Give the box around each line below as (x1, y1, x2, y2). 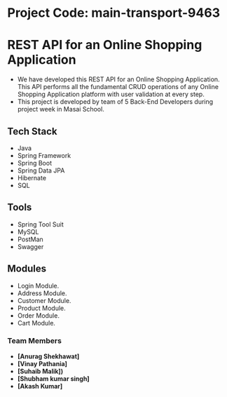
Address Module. (17, 289, 67, 297)
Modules (7, 263, 47, 275)
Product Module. (17, 304, 67, 312)
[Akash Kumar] (17, 382, 63, 390)
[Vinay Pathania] (17, 359, 68, 368)
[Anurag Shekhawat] (17, 352, 80, 361)
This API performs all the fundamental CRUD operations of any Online (17, 83, 219, 91)
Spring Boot (17, 159, 53, 167)
